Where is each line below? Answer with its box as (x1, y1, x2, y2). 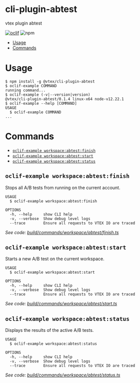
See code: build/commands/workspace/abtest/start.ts (5, 301, 117, 307)
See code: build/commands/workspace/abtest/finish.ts (5, 229, 119, 235)
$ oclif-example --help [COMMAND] (5, 101, 77, 106)
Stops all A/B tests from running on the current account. (5, 184, 120, 190)
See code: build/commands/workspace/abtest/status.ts (5, 372, 120, 378)
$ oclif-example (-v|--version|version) (5, 92, 91, 97)
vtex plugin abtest (5, 20, 42, 26)
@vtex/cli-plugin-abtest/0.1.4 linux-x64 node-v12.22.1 (5, 96, 124, 101)
